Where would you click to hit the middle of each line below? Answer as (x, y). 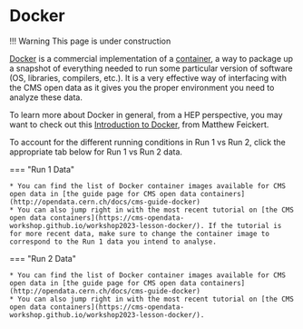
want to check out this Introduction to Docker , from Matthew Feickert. (139, 125)
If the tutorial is (245, 225)
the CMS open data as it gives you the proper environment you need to (142, 87)
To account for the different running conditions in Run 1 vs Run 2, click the (147, 142)
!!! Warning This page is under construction (90, 41)
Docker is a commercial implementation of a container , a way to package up (151, 58)
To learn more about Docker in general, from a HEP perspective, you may (146, 115)
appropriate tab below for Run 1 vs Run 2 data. (96, 152)
